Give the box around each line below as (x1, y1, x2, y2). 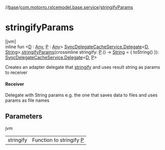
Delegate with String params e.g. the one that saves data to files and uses (5, 92, 158, 98)
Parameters (5, 112, 43, 120)
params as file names (5, 97, 50, 103)
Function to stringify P (32, 136, 84, 143)
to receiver (5, 69, 28, 75)
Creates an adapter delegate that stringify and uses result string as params (5, 64, 160, 70)
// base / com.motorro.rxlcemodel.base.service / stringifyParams (5, 5, 133, 10)
